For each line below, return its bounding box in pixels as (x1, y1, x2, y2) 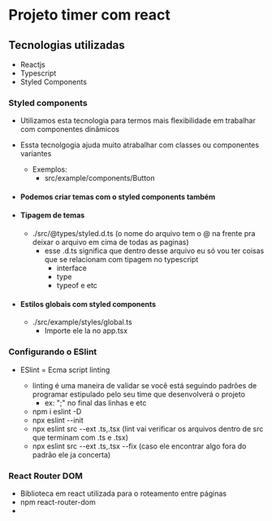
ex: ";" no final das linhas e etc (44, 397, 147, 408)
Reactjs (19, 59, 46, 69)
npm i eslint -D (32, 406, 82, 416)
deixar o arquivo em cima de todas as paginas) (32, 238, 189, 247)
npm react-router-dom (19, 497, 96, 506)
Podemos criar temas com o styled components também (19, 191, 216, 201)
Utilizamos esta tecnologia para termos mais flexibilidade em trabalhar (19, 116, 256, 125)
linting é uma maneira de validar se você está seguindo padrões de (32, 380, 257, 390)
